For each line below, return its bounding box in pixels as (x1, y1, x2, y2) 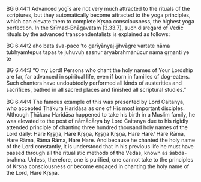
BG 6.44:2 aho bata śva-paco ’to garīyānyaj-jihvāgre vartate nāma (6, 42, 170, 49)
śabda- (169, 150, 187, 156)
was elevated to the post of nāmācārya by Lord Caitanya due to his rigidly (6, 117, 189, 124)
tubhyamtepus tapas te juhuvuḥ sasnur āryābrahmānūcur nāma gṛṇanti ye (6, 49, 190, 56)
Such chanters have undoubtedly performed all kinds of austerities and (6, 79, 182, 86)
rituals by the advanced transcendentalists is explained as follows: (6, 31, 170, 38)
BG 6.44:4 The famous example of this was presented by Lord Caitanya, (6, 99, 185, 105)
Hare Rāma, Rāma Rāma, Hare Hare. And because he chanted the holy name (6, 136, 196, 144)
